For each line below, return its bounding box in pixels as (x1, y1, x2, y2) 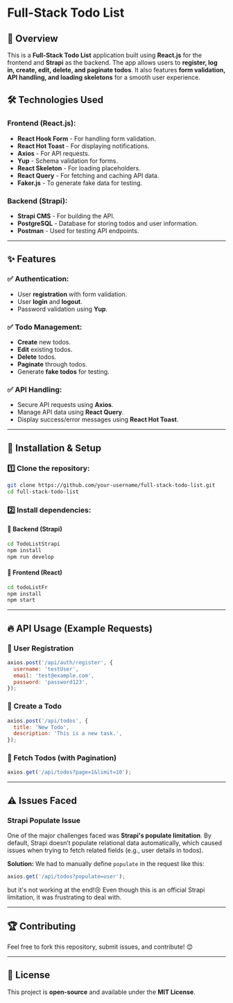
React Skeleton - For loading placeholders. (17, 163, 141, 172)
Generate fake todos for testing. (17, 367, 110, 376)
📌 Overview (7, 33, 58, 45)
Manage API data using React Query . (17, 408, 124, 417)
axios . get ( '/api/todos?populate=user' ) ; (7, 873, 126, 880)
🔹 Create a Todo (7, 701, 62, 711)
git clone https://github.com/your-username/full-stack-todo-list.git (7, 481, 216, 488)
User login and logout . (17, 297, 83, 305)
